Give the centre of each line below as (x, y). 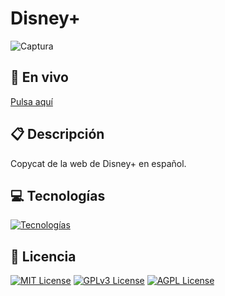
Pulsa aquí (31, 101)
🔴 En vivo (39, 77)
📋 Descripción (57, 134)
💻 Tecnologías (58, 195)
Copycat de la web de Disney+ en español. (98, 163)
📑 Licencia (43, 256)
